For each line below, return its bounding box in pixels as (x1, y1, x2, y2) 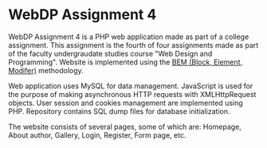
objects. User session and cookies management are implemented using (8, 98, 243, 107)
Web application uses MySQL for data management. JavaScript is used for (8, 81, 253, 91)
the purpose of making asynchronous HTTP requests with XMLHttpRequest (8, 89, 257, 99)
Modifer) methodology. (8, 65, 84, 75)
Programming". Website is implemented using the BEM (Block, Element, (8, 57, 243, 67)
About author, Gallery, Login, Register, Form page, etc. (8, 130, 187, 140)
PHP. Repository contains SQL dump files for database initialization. (8, 106, 230, 116)
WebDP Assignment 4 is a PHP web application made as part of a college (8, 32, 249, 41)
